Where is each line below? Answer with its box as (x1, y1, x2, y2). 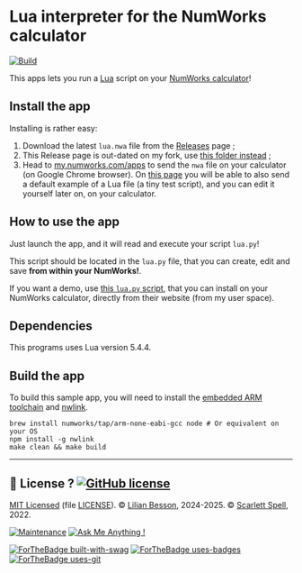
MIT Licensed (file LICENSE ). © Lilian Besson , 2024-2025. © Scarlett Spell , (9, 500, 289, 510)
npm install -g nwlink (9, 435, 94, 444)
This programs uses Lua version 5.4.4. (9, 342, 152, 353)
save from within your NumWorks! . (9, 265, 142, 276)
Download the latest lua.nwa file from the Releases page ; (22, 140, 235, 150)
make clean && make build (9, 443, 106, 452)
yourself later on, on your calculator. (22, 187, 157, 199)
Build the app (9, 368, 85, 384)
